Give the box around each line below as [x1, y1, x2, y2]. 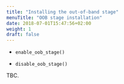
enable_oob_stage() [15, 49, 65, 55]
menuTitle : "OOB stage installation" [6, 15, 103, 21]
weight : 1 [6, 26, 32, 32]
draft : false [6, 32, 40, 38]
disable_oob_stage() [15, 61, 68, 68]
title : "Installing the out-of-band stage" [6, 9, 119, 15]
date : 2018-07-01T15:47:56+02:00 [6, 20, 92, 26]
